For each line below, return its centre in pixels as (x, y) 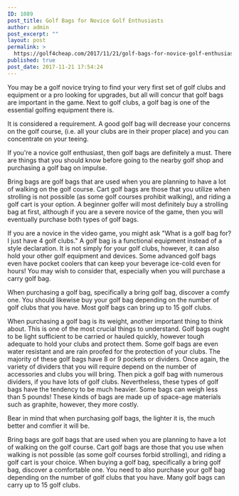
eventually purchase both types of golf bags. (73, 219)
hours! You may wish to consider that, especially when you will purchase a (116, 270)
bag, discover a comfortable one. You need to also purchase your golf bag (116, 470)
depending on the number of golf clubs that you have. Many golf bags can (116, 477)
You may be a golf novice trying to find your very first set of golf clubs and (117, 87)
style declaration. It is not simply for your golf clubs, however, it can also (113, 248)
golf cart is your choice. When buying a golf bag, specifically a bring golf (114, 462)
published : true (31, 60)
